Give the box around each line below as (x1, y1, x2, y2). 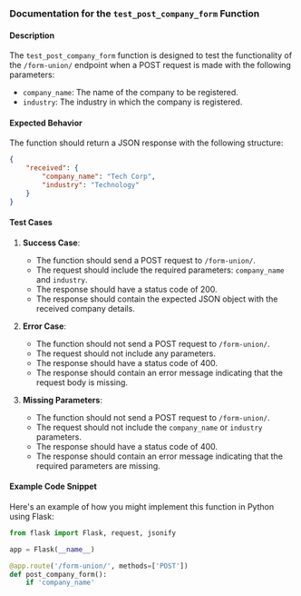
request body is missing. (35, 376, 129, 388)
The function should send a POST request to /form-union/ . (35, 254, 257, 265)
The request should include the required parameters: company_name (35, 264, 285, 275)
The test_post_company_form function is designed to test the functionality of (9, 50, 293, 61)
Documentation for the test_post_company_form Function (9, 7, 260, 20)
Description (9, 30, 55, 41)
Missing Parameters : (22, 394, 102, 405)
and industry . (35, 273, 88, 284)
